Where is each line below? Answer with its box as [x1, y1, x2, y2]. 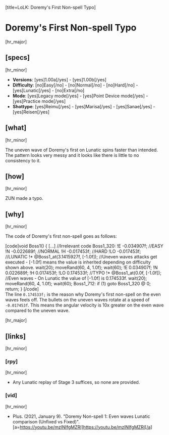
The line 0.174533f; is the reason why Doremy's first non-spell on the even [5, 291, 161, 297]
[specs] [5, 53, 30, 62]
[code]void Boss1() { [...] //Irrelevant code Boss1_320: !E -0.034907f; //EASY [5, 243, 163, 249]
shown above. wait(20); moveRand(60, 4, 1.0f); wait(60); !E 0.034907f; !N [5, 265, 158, 271]
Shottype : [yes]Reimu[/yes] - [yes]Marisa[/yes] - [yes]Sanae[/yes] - [12, 103, 155, 109]
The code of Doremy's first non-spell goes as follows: [5, 233, 117, 239]
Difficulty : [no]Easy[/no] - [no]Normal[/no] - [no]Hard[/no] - [12, 82, 138, 88]
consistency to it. [5, 157, 41, 163]
